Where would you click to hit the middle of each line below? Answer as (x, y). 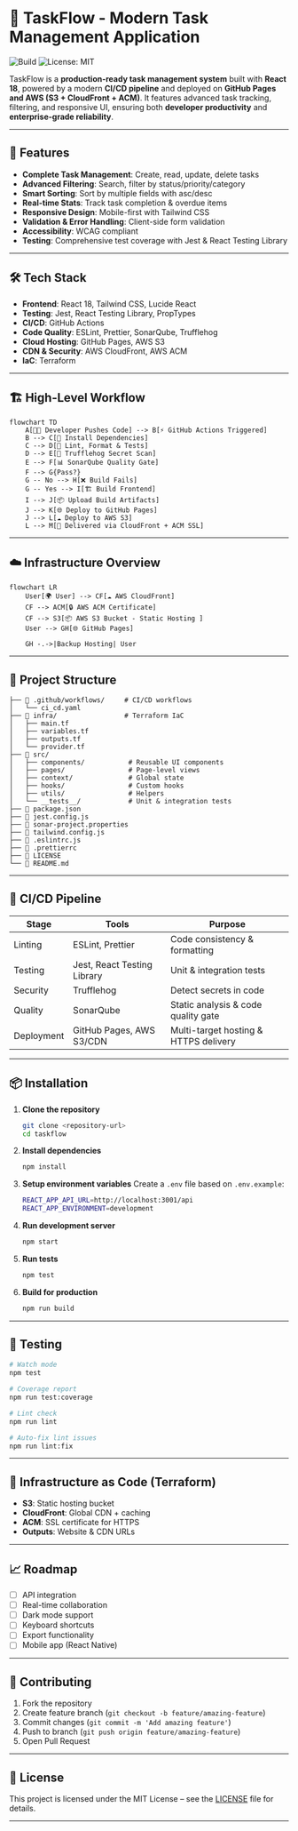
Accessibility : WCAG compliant (80, 231)
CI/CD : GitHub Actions (63, 323)
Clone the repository (61, 1109)
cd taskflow (44, 1134)
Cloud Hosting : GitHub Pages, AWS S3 (94, 341)
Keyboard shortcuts (58, 1625)
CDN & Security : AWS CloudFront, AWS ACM (105, 351)
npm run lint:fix (41, 1446)
